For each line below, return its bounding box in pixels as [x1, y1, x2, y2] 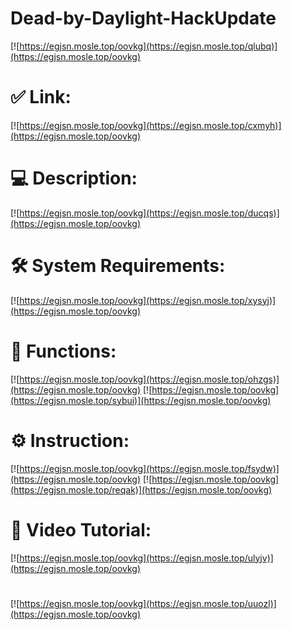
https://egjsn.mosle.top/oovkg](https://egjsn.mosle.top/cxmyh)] [19, 119, 282, 131]
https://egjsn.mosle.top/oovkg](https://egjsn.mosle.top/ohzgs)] [19, 373, 280, 385]
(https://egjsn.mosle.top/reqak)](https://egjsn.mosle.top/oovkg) [10, 483, 273, 496]
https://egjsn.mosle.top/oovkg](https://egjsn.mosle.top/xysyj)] [19, 294, 277, 306]
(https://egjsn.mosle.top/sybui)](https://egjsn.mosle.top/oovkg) [10, 394, 272, 406]
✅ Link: [10, 86, 72, 109]
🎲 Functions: [10, 340, 117, 362]
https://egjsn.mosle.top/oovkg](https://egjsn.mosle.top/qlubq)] [19, 40, 278, 52]
